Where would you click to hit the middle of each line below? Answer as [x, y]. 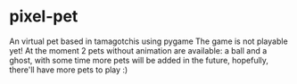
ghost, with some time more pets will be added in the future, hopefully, [139, 60]
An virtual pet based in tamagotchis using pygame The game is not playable [148, 41]
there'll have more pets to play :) [69, 70]
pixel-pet [44, 17]
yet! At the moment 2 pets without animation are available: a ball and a [138, 50]
